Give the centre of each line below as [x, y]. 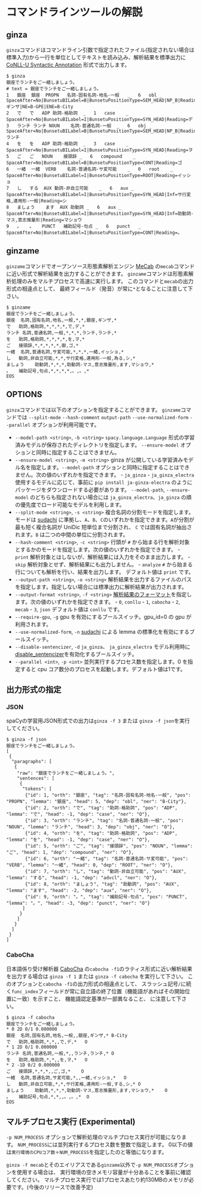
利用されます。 [33, 624]
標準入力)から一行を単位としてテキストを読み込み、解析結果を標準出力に [96, 57]
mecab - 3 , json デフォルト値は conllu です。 [69, 609]
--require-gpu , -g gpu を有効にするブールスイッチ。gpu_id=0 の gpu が [103, 617]
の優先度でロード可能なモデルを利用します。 [70, 504]
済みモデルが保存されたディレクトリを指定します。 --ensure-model [97, 445]
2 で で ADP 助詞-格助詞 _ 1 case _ [67, 113]
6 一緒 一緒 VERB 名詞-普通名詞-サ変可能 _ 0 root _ [90, 169]
